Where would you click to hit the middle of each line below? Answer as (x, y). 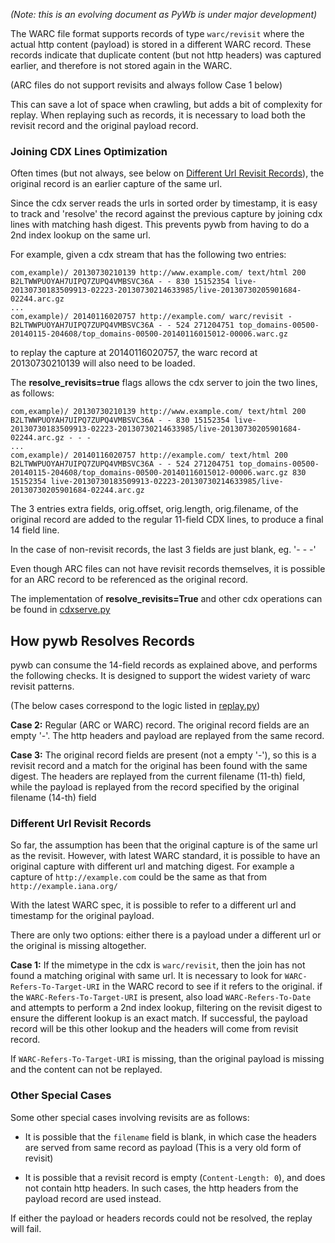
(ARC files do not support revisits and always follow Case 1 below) (146, 85)
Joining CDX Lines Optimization (89, 151)
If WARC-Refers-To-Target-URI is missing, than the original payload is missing (167, 1059)
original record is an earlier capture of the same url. (116, 184)
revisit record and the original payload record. (104, 125)
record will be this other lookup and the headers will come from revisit (154, 1029)
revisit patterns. (42, 686)
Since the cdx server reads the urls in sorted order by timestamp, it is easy (164, 203)
